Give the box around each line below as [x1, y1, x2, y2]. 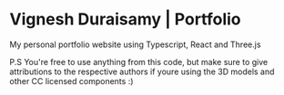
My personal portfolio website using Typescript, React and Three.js [9, 39, 261, 50]
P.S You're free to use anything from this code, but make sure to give [9, 56, 269, 67]
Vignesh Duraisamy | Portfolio [9, 9, 241, 30]
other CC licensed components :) [9, 75, 134, 86]
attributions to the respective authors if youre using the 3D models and [9, 66, 275, 77]
